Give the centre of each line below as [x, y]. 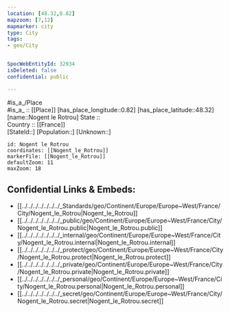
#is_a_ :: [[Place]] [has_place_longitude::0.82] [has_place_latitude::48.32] [111, 110]
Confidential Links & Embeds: [71, 190]
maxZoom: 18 [24, 168]
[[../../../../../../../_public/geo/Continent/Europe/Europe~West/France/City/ [119, 220]
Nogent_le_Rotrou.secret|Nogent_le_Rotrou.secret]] [90, 301]
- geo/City [23, 45]
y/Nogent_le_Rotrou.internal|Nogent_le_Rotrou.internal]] [96, 242]
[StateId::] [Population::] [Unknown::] [59, 132]
